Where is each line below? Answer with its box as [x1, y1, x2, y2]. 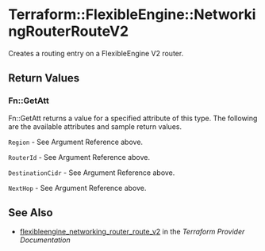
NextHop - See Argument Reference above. [8, 183, 147, 192]
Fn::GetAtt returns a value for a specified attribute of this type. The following [8, 113, 258, 123]
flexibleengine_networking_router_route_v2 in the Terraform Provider [19, 227, 245, 237]
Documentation [19, 235, 71, 245]
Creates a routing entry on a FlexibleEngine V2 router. [8, 48, 184, 58]
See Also [8, 206, 53, 219]
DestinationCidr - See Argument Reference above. [8, 168, 175, 177]
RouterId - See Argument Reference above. [8, 152, 151, 162]
